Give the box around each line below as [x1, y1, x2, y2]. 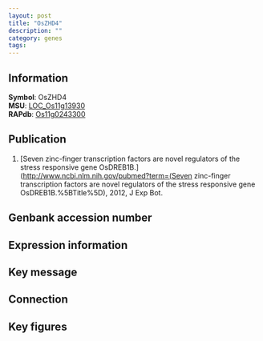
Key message [8, 265, 78, 279]
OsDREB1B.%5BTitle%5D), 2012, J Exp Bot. [19, 187, 163, 197]
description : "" [8, 26, 63, 34]
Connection [8, 293, 68, 307]
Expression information [8, 238, 128, 252]
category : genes [8, 34, 63, 42]
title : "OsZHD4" [8, 19, 63, 27]
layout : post [8, 11, 52, 20]
